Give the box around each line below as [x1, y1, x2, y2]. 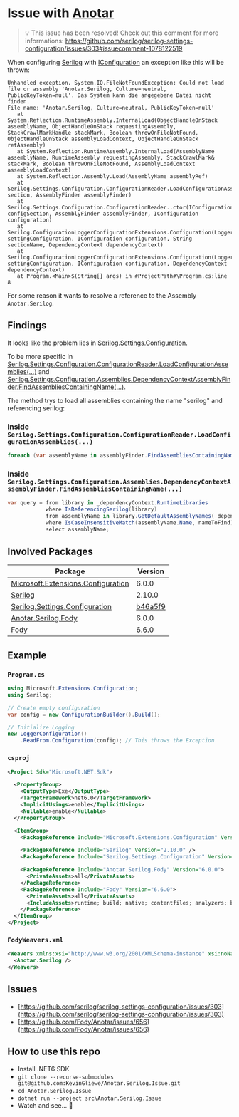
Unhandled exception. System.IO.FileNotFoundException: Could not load [7, 79, 224, 86]
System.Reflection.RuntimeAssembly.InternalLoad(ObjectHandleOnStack [7, 116, 218, 124]
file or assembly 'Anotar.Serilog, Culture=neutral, [7, 85, 167, 93]
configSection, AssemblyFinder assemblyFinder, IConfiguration [7, 210, 199, 217]
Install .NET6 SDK [17, 1064, 70, 1073]
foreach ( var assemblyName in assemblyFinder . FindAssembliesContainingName [7, 452, 237, 459]
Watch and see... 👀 [17, 1101, 73, 1109]
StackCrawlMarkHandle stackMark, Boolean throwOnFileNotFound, [7, 129, 199, 136]
